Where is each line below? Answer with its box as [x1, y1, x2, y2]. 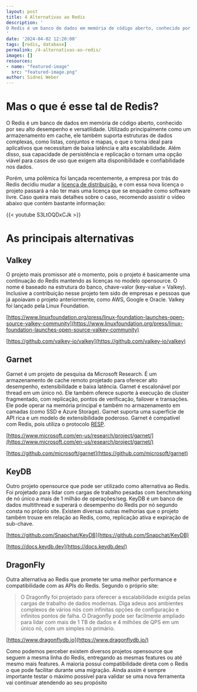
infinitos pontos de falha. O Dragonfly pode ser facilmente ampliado [20, 612, 185, 619]
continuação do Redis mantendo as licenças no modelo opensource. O [6, 277, 178, 284]
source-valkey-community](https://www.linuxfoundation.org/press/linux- [6, 320, 183, 327]
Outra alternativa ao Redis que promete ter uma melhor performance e [6, 576, 177, 583]
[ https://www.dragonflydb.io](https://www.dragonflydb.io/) [6, 636, 149, 643]
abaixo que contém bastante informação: [6, 200, 106, 207]
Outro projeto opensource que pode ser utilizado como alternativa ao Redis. [6, 482, 190, 490]
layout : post [6, 8, 38, 15]
